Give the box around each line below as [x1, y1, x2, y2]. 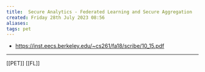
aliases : [6, 20, 29, 26]
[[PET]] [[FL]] [6, 60, 40, 67]
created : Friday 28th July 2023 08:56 [6, 15, 105, 21]
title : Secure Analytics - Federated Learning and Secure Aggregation [6, 8, 192, 15]
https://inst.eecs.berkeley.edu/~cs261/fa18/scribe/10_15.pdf [15, 42, 165, 50]
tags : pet [6, 25, 32, 32]
